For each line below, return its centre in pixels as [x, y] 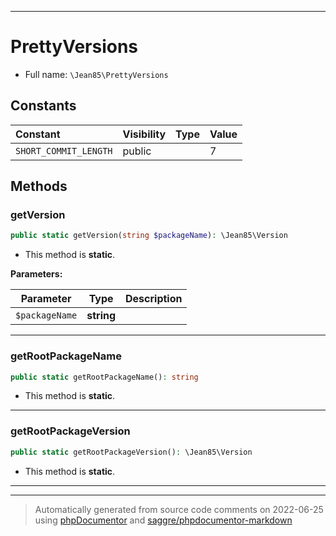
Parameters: [36, 274]
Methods [39, 186]
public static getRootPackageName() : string [104, 377]
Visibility [144, 134]
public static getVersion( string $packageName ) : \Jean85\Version [149, 236]
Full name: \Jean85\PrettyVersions [96, 74]
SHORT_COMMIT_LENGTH [64, 150]
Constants [43, 106]
